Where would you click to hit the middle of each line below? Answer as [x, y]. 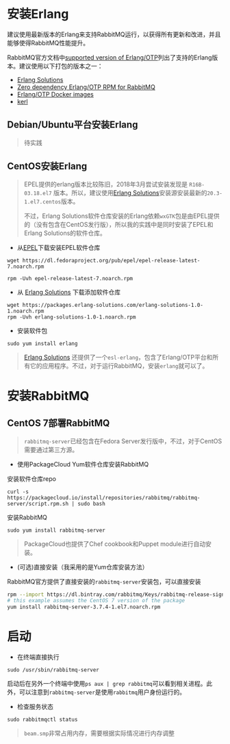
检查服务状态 [35, 707]
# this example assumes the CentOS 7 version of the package [96, 601]
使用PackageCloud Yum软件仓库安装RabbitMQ [83, 464]
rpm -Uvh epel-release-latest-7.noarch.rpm [70, 278]
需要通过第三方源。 [51, 449]
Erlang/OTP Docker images [55, 94]
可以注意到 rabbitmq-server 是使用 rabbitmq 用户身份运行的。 [102, 692]
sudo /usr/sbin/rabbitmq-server [53, 670]
